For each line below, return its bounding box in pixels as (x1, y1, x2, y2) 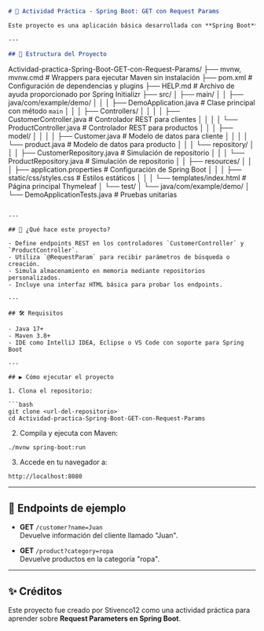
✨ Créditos (8, 585, 63, 598)
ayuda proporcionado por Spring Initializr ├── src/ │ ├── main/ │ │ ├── (8, 89, 244, 98)
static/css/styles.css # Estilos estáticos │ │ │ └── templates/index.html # (8, 173, 247, 183)
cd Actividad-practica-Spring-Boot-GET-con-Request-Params (8, 414, 206, 423)
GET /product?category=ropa (19, 546, 114, 555)
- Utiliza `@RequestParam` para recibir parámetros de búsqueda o (8, 253, 230, 261)
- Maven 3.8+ (8, 331, 51, 340)
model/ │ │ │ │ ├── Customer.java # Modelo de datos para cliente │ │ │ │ (8, 131, 249, 141)
